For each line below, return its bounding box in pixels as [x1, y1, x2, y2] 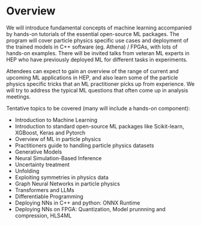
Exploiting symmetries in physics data [14, 173, 109, 181]
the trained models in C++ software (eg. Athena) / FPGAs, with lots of [6, 43, 178, 50]
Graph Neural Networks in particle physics [14, 180, 121, 187]
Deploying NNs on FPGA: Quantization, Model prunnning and [14, 205, 166, 212]
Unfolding [14, 167, 40, 175]
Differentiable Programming [14, 193, 84, 200]
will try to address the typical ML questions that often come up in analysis [6, 86, 188, 94]
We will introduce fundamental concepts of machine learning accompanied [6, 24, 192, 31]
